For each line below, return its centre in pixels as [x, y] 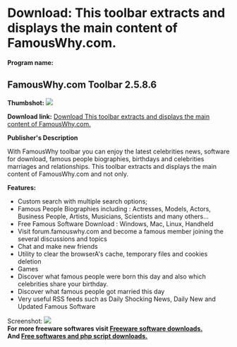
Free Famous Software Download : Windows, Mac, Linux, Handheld [115, 223]
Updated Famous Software [56, 306]
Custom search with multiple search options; [83, 201]
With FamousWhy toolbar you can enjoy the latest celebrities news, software [119, 151]
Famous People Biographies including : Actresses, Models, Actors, [114, 208]
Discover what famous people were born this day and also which [111, 276]
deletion [29, 261]
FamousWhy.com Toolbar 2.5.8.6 [82, 85]
